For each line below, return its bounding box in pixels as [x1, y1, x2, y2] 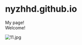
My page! [5, 20, 25, 25]
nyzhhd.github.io [5, 3, 77, 15]
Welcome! [5, 24, 26, 30]
